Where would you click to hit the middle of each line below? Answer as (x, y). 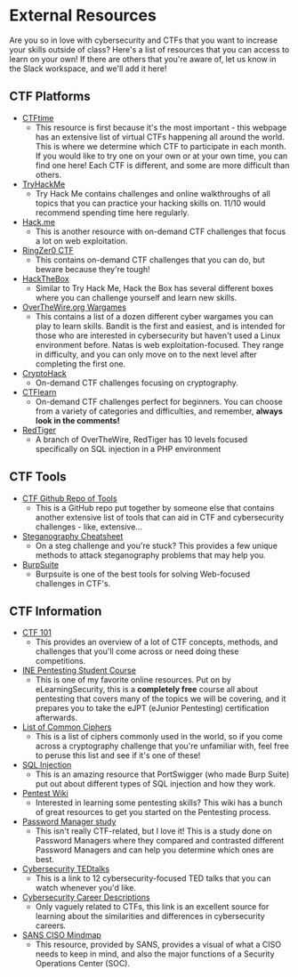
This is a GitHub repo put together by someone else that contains (155, 507)
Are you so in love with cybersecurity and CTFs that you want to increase (144, 40)
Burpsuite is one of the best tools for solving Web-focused (143, 574)
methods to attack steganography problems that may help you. (151, 555)
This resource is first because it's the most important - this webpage (161, 127)
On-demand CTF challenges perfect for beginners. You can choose (159, 401)
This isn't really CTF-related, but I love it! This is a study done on (154, 831)
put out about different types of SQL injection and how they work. (155, 784)
